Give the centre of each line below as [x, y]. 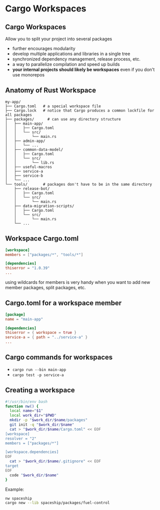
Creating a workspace [40, 390]
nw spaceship [19, 498]
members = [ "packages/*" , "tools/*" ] [44, 255]
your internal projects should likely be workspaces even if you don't [83, 69]
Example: [15, 489]
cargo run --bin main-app [39, 370]
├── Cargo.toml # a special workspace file [53, 106]
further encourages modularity [44, 48]
